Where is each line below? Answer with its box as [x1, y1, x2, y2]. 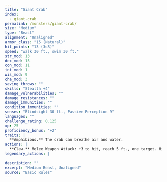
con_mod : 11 [5, 63, 30, 68]
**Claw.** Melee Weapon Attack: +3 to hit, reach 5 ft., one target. [9, 147, 157, 152]
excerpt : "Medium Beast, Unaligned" [5, 165, 81, 170]
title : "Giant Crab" [5, 7, 48, 12]
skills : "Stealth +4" [5, 86, 50, 91]
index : [5, 12, 19, 17]
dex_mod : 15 [5, 58, 30, 63]
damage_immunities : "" [5, 100, 52, 105]
